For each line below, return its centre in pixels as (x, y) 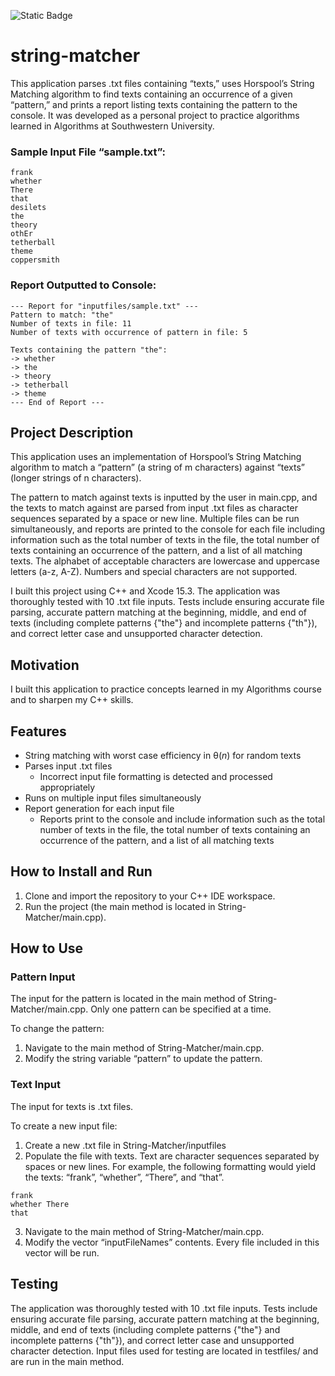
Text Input (35, 1085)
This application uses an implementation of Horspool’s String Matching (156, 457)
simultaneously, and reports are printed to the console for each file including (168, 529)
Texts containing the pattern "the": (89, 350)
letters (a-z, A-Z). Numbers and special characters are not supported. (154, 572)
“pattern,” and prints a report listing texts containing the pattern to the (154, 104)
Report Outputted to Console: (83, 285)
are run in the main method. (67, 1361)
